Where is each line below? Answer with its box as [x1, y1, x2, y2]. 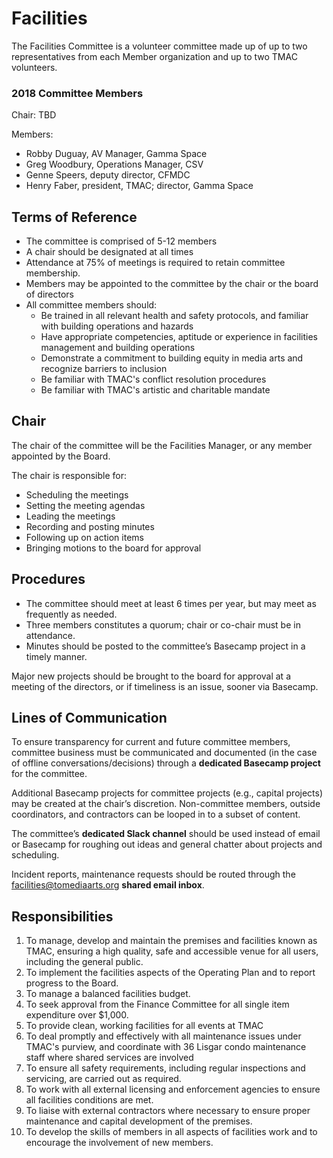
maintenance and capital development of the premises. [25, 1115, 253, 1127]
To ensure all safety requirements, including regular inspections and [25, 1062, 306, 1074]
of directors [25, 288, 74, 301]
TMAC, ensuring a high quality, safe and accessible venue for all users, [25, 945, 319, 957]
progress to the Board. [25, 977, 119, 989]
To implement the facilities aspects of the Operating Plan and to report [25, 967, 316, 979]
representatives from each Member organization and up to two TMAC [11, 50, 298, 62]
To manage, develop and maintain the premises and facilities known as [25, 935, 318, 947]
